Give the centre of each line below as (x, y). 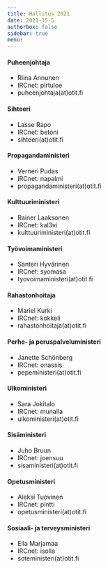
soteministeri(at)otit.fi (48, 558)
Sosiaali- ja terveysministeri (49, 528)
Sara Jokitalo (36, 403)
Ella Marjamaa (38, 544)
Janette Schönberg (45, 357)
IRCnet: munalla (40, 411)
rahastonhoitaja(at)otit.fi (52, 326)
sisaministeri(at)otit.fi (48, 465)
